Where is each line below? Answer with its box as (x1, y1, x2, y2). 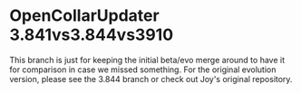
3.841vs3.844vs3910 (9, 24, 174, 45)
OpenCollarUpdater (9, 5, 160, 26)
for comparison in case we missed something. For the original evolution (9, 64, 277, 75)
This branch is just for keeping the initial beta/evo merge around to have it (9, 54, 286, 65)
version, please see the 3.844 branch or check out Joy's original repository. (9, 73, 293, 84)
